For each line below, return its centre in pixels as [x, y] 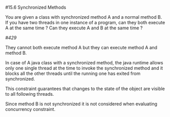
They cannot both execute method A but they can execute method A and [81, 47]
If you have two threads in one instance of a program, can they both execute [85, 23]
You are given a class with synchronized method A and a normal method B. [84, 17]
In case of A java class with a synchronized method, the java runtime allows [84, 63]
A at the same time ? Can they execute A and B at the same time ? [74, 28]
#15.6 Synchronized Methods [36, 7]
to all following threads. [30, 94]
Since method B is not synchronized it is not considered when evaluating [81, 104]
